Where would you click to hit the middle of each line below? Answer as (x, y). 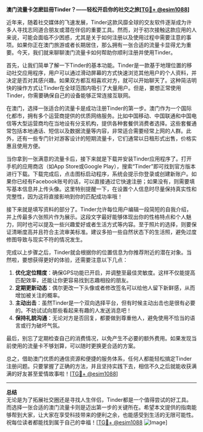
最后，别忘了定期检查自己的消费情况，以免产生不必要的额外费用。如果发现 (99, 338)
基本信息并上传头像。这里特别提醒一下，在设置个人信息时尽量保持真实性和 (104, 189)
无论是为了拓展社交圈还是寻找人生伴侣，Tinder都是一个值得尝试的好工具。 (99, 400)
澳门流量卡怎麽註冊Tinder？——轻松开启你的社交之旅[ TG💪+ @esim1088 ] (98, 9)
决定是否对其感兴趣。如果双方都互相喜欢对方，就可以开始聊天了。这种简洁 (99, 80)
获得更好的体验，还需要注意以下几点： (80, 260)
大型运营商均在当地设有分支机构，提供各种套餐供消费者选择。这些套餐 (104, 123)
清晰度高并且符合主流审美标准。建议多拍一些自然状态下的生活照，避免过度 (104, 232)
